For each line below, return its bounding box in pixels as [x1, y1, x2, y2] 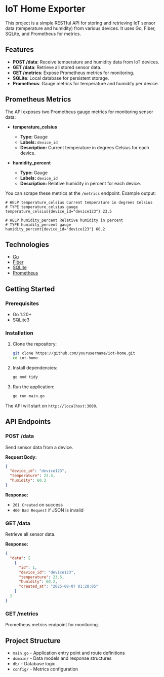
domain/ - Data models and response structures [12, 655, 112, 661]
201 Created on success [12, 501, 63, 507]
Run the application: [12, 384, 55, 390]
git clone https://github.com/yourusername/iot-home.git [12, 351, 136, 356]
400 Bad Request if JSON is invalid [12, 507, 84, 513]
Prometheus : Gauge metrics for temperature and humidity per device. [12, 80, 159, 86]
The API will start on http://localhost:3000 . [5, 402, 98, 409]
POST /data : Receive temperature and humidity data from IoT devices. [12, 59, 159, 65]
